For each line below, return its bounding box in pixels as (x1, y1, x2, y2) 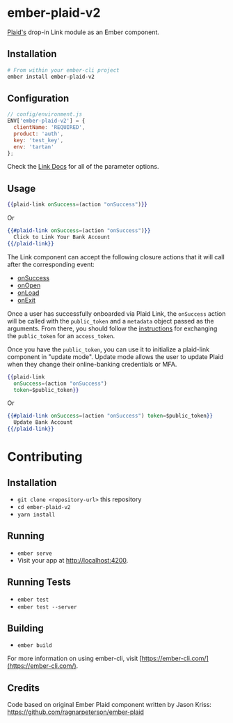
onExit (17, 296, 36, 304)
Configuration (7, 92, 70, 104)
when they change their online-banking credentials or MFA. (7, 360, 177, 368)
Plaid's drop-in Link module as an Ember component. (7, 28, 160, 36)
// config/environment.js (7, 111, 82, 118)
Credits (7, 682, 40, 694)
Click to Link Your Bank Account (13, 234, 111, 241)
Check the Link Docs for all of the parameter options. (7, 162, 159, 171)
